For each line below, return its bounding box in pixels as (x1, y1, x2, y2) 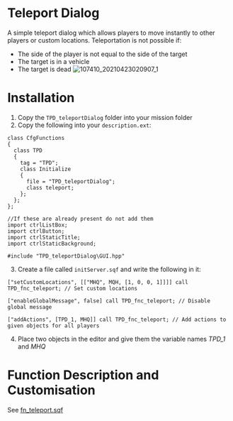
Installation (7, 90, 75, 106)
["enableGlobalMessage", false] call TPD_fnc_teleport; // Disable (7, 297, 211, 305)
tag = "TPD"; (20, 159, 59, 166)
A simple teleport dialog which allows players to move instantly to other (7, 28, 215, 37)
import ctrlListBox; (7, 222, 69, 229)
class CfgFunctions (7, 134, 65, 141)
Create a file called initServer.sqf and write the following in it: (17, 265, 201, 273)
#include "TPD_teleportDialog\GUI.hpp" (7, 252, 125, 260)
